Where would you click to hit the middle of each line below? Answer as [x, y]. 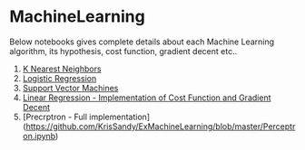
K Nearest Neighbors [62, 69]
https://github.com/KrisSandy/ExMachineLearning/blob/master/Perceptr [161, 126]
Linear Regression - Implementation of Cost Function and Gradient [147, 98]
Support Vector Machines [70, 88]
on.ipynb [39, 136]
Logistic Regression [59, 78]
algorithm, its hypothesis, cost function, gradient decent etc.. [123, 51]
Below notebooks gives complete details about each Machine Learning [142, 42]
